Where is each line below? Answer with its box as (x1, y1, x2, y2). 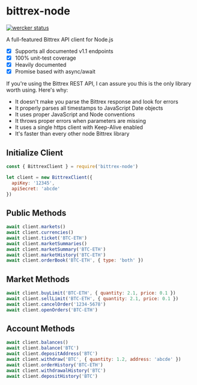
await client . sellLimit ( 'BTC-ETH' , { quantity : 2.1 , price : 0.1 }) (6, 296, 179, 302)
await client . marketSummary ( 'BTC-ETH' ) (6, 246, 106, 252)
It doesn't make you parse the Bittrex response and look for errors (14, 98, 178, 105)
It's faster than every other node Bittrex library (14, 130, 130, 137)
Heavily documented (14, 61, 67, 69)
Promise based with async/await (14, 68, 96, 75)
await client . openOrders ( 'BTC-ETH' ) (6, 307, 98, 313)
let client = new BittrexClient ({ (6, 174, 93, 180)
